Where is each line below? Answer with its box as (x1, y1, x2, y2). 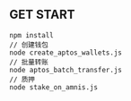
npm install (9, 30, 54, 39)
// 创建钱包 (9, 40, 49, 49)
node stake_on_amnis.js (9, 82, 99, 92)
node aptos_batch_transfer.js (9, 65, 123, 74)
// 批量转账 (9, 57, 49, 66)
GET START (9, 7, 75, 22)
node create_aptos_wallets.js (9, 48, 123, 57)
